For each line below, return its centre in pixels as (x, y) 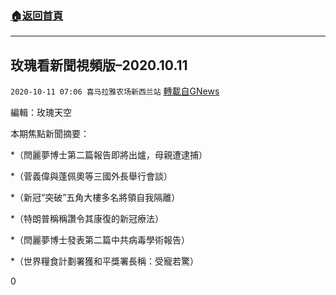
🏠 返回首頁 (37, 15)
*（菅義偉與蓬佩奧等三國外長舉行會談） (91, 176)
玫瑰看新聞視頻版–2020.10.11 (99, 65)
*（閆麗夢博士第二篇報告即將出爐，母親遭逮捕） (109, 155)
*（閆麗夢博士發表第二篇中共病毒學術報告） (100, 240)
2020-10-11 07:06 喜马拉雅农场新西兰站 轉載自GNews (115, 91)
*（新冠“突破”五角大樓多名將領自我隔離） (95, 198)
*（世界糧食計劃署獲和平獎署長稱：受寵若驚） (105, 261)
